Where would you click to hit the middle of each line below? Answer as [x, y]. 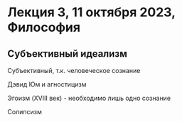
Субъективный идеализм [68, 54]
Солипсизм [25, 112]
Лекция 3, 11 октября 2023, [91, 12]
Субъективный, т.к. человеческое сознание [74, 71]
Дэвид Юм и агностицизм [47, 84]
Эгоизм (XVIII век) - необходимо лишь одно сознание [89, 98]
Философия [44, 27]
